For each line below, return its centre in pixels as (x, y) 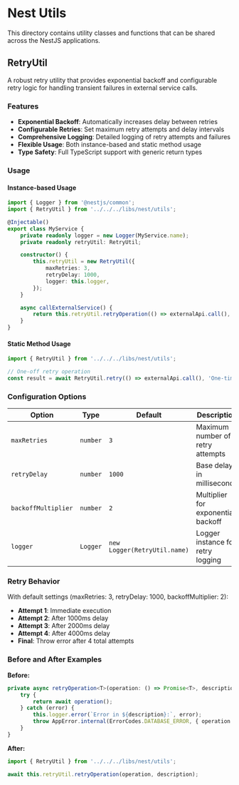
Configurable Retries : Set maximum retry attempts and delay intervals (121, 129)
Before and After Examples (55, 659)
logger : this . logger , (78, 281)
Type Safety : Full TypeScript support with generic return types (110, 152)
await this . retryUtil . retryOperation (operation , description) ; (103, 774)
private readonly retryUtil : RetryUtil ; (81, 242)
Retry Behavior (34, 582)
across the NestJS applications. (54, 40)
